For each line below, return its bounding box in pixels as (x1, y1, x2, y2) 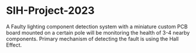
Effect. (6, 41, 22, 48)
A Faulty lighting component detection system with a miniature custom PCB (6, 23, 188, 30)
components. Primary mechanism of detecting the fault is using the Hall (6, 35, 179, 42)
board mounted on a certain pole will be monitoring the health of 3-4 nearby (6, 29, 190, 36)
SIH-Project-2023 (6, 4, 95, 17)
